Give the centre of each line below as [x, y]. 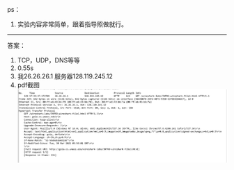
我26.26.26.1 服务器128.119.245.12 [65, 76]
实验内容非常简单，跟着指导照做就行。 [72, 24]
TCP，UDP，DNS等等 [48, 60]
